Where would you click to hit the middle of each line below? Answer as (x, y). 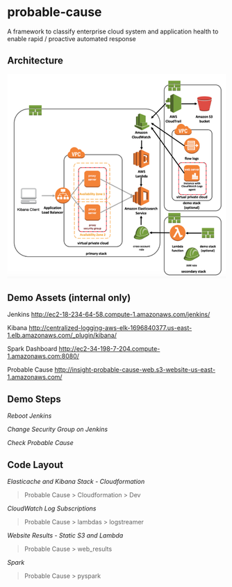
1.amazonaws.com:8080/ (43, 357)
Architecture (35, 61)
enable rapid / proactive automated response (72, 38)
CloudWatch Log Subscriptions (52, 508)
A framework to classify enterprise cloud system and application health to (113, 31)
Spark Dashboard (32, 349)
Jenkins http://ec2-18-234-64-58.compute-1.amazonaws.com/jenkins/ (109, 315)
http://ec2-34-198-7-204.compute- (109, 349)
